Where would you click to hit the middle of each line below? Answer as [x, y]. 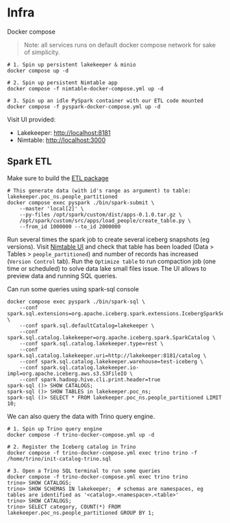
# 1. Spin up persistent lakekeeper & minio [72, 64]
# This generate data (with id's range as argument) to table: [99, 191]
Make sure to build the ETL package [58, 178]
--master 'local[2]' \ [52, 208]
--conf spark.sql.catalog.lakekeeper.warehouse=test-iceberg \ [112, 361]
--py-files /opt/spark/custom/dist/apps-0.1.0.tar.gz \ [101, 215]
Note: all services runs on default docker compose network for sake [120, 45]
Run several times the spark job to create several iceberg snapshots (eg [108, 239]
